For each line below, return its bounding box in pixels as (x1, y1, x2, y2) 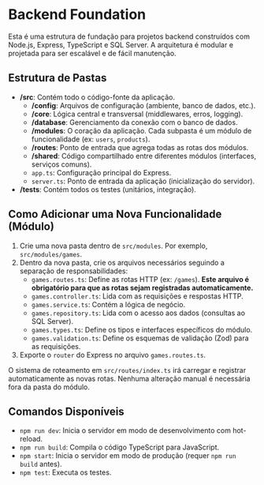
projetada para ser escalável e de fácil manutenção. (8, 48, 177, 58)
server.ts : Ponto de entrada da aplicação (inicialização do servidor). (31, 176, 255, 186)
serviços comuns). (31, 160, 92, 169)
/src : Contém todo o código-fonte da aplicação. (19, 92, 176, 102)
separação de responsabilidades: (19, 266, 128, 276)
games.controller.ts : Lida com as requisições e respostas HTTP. (31, 291, 244, 301)
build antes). (19, 460, 62, 469)
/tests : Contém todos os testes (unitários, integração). (19, 184, 197, 194)
